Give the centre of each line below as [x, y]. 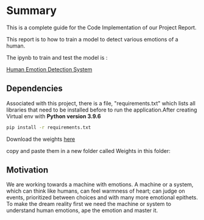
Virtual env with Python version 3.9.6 [54, 116]
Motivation [27, 170]
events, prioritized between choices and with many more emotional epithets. [102, 197]
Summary [31, 11]
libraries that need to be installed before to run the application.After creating [102, 110]
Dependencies [34, 89]
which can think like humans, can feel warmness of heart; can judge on [96, 191]
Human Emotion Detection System [49, 69]
